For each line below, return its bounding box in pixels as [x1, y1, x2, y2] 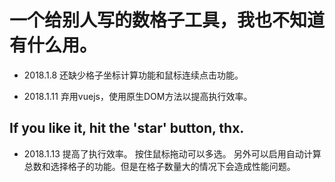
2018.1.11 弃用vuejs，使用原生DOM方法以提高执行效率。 [23, 90, 253, 102]
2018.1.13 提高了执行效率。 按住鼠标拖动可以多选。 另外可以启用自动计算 [23, 147, 322, 160]
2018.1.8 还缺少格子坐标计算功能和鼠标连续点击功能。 [23, 69, 244, 81]
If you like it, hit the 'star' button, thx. [9, 120, 245, 137]
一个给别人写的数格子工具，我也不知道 [9, 9, 326, 32]
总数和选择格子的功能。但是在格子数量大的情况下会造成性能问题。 [23, 160, 296, 172]
